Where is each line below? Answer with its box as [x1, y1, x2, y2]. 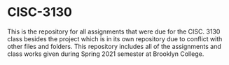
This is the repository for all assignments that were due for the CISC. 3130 [7, 27, 221, 36]
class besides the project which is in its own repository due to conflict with [7, 34, 223, 43]
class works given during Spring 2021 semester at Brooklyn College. [7, 50, 204, 58]
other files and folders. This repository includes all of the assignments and [7, 42, 222, 50]
